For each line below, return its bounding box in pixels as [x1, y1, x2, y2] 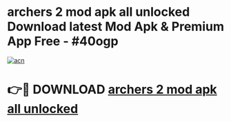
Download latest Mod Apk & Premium [7, 19, 224, 34]
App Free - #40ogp [7, 34, 119, 49]
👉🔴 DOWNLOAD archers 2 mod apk [7, 82, 217, 97]
